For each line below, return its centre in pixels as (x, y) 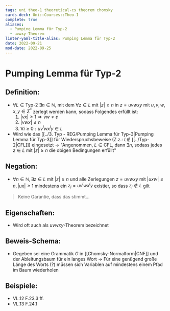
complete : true (21, 19)
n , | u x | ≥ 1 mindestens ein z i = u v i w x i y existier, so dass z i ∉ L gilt (81, 186)
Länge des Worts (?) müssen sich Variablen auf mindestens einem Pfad (88, 264)
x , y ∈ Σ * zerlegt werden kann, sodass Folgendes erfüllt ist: (75, 111)
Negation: (21, 166)
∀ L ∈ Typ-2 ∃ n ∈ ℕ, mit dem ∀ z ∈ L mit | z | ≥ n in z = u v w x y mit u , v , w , (89, 105)
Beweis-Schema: (33, 241)
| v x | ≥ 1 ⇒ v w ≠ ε (39, 117)
